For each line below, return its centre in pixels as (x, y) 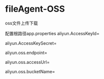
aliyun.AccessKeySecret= (31, 43)
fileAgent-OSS (35, 9)
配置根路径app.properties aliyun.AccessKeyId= (52, 33)
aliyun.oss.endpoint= (26, 53)
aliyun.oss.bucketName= (30, 71)
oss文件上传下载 (21, 23)
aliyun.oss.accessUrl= (27, 62)
